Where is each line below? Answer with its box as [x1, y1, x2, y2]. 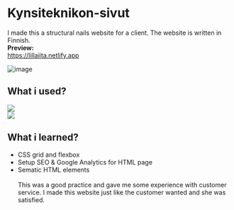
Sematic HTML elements [17, 165, 90, 174]
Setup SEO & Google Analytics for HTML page [17, 157, 152, 166]
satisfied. [17, 195, 45, 204]
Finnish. [7, 35, 30, 44]
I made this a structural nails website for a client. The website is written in [7, 28, 222, 37]
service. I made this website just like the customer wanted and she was [17, 188, 226, 197]
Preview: [7, 43, 34, 52]
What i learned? [7, 131, 79, 143]
